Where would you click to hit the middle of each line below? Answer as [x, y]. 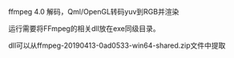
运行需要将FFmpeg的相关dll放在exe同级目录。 [84, 29]
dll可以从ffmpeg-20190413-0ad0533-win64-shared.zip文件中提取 [117, 45]
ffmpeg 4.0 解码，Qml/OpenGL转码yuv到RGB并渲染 [94, 12]
